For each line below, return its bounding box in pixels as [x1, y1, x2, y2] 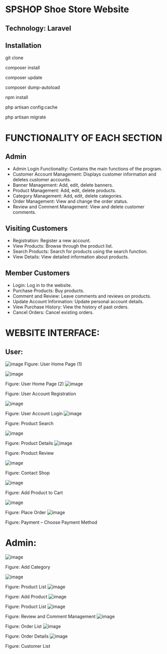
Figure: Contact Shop [5, 470, 50, 476]
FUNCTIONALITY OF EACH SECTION [5, 132, 162, 143]
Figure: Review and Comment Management [5, 613, 96, 619]
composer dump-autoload [5, 84, 60, 90]
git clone [5, 55, 24, 61]
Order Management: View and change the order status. [12, 198, 128, 205]
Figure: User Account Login [5, 410, 63, 417]
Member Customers [5, 269, 70, 277]
